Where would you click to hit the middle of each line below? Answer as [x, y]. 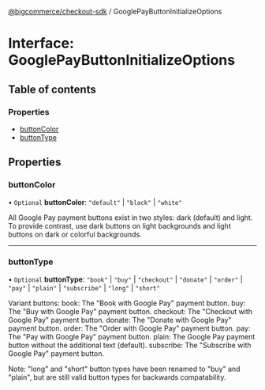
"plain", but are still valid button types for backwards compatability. [117, 377]
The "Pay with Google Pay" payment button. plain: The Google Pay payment [132, 336]
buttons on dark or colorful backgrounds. [75, 234]
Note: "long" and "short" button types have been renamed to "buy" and [124, 369]
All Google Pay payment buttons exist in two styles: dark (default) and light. [131, 218]
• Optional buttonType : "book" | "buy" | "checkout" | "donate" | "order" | [125, 279]
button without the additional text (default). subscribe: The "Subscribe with [130, 345]
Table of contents [52, 89]
